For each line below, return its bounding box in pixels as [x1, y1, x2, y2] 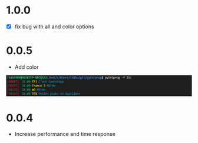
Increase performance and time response [14, 131, 116, 138]
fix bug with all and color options [14, 23, 94, 30]
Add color [14, 63, 39, 71]
